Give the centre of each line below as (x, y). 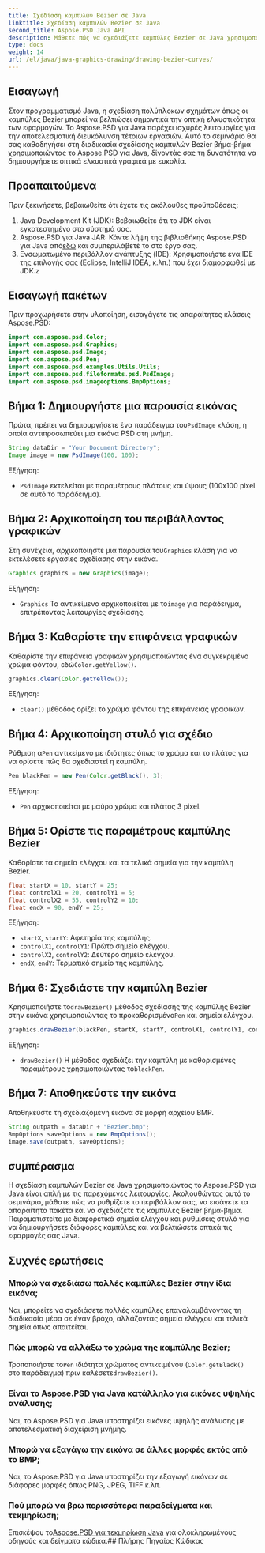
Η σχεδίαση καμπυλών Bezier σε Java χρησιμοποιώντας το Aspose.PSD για (132, 1185)
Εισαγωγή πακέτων (58, 295)
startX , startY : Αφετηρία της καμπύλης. (86, 938)
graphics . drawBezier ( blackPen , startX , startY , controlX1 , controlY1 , (127, 1030)
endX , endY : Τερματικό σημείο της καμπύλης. (91, 963)
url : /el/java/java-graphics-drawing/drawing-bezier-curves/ (111, 60)
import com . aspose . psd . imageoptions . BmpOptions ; (90, 381)
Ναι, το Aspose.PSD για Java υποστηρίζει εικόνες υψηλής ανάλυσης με (127, 1420)
